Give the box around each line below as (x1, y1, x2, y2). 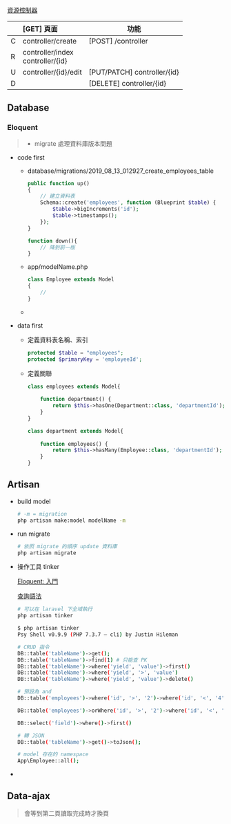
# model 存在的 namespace (17, 751, 89, 758)
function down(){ (27, 237, 78, 244)
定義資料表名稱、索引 (27, 335, 88, 344)
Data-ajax (7, 790, 50, 802)
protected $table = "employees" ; (27, 349, 124, 356)
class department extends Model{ (27, 427, 124, 434)
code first (17, 153, 45, 161)
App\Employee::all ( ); (17, 758, 79, 765)
